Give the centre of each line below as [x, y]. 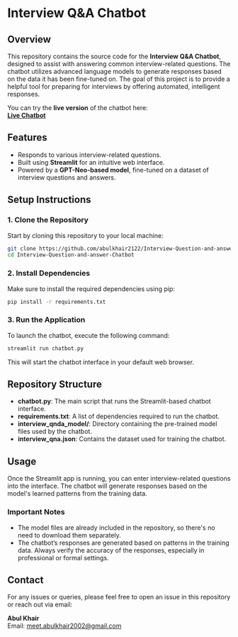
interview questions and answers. [67, 177]
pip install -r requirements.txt [57, 302]
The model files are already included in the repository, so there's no [116, 528]
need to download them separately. [69, 535]
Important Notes [36, 512]
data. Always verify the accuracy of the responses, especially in [111, 550]
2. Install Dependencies [49, 273]
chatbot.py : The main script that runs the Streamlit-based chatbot [114, 401]
